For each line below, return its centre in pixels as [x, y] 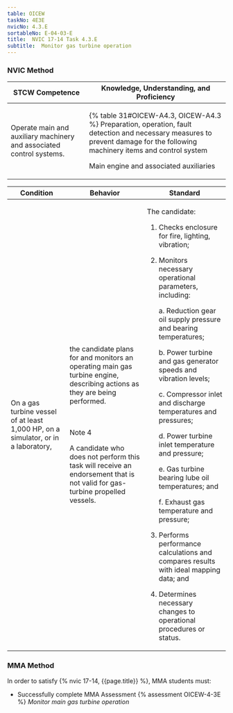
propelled [110, 492]
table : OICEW [26, 14]
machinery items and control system [148, 150]
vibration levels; [184, 378]
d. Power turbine [185, 436]
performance [180, 544]
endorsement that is [102, 474]
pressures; [176, 420]
